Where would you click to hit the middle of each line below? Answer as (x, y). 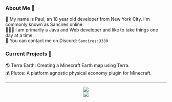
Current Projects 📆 (29, 54)
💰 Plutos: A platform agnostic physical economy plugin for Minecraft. (79, 73)
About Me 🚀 (20, 8)
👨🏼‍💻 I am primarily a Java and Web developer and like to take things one (82, 30)
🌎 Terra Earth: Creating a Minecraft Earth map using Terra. (67, 65)
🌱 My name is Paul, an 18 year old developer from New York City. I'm (78, 19)
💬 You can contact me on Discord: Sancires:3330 (57, 41)
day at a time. (20, 36)
